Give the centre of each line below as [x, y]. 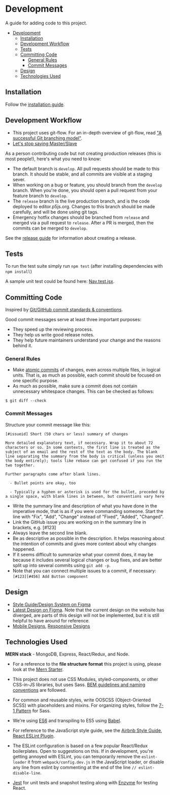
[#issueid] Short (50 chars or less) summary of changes [67, 434]
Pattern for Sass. [33, 711]
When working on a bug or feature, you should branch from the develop [87, 185]
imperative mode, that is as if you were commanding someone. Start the [88, 511]
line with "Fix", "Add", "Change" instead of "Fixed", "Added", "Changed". [88, 517]
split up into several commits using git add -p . [61, 565]
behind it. [22, 346]
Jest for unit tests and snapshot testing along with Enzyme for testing [85, 783]
